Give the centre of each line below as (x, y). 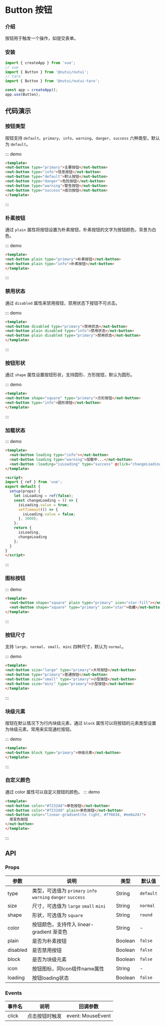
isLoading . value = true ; (43, 505)
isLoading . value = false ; (49, 514)
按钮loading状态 (50, 978)
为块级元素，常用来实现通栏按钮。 (40, 729)
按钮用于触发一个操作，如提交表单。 (42, 38)
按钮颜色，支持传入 (54, 924)
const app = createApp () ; (31, 90)
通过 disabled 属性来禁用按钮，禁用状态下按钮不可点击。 (63, 303)
